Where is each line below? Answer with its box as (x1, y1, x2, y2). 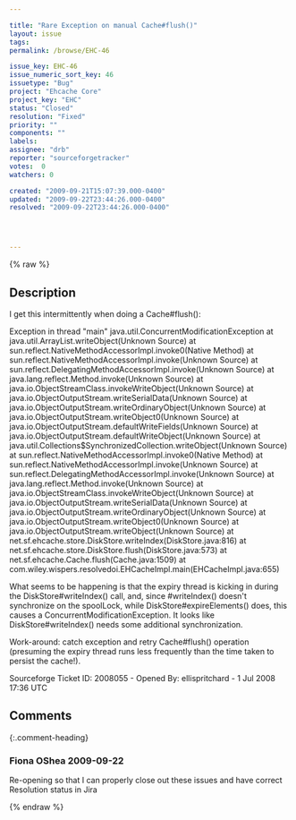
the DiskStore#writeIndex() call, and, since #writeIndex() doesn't (9, 590, 248, 601)
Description (9, 285, 76, 300)
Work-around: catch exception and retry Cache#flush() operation (9, 636, 249, 647)
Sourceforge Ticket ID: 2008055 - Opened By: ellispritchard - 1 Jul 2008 (9, 672, 275, 683)
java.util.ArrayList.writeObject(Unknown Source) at (9, 335, 197, 346)
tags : (9, 38, 30, 47)
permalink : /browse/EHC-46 (9, 46, 110, 55)
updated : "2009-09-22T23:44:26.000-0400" (9, 194, 166, 204)
